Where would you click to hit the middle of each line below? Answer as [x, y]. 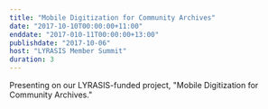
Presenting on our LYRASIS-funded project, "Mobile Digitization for [134, 85]
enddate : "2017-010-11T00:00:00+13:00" [84, 34]
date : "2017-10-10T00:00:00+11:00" [76, 26]
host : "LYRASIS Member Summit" [68, 51]
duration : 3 [32, 59]
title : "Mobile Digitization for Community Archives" [113, 18]
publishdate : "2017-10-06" [60, 43]
